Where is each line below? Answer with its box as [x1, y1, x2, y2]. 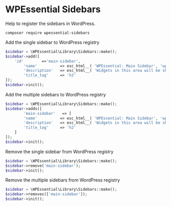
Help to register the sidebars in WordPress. [5, 20, 96, 27]
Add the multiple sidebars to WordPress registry [5, 91, 106, 97]
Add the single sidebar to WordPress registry [5, 39, 100, 45]
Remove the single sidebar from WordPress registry [5, 148, 113, 154]
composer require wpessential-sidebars [5, 30, 90, 35]
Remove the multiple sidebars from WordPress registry [5, 177, 121, 183]
